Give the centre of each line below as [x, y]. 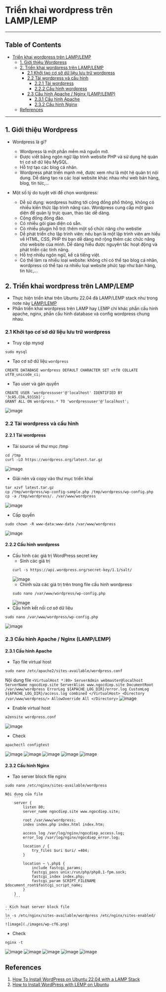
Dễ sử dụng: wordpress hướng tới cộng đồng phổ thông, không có [87, 202]
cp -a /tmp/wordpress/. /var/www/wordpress [51, 496]
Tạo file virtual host [32, 662]
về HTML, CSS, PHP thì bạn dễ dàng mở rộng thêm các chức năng [87, 239]
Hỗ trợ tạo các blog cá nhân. [49, 167]
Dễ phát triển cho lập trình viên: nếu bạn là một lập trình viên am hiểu [90, 234]
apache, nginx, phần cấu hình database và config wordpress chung [81, 314]
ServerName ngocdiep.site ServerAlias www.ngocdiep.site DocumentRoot [79, 685]
